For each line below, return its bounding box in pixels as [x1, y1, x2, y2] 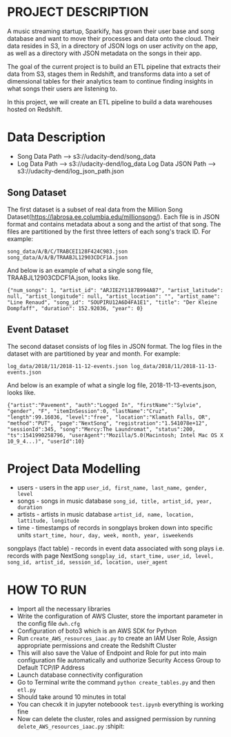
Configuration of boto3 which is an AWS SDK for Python [17, 626, 177, 635]
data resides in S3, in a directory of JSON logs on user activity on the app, [7, 41, 218, 50]
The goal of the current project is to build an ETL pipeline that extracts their [7, 62, 221, 70]
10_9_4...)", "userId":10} [7, 438, 85, 445]
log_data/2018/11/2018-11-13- [130, 363, 217, 370]
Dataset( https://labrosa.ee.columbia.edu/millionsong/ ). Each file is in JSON [7, 212, 220, 221]
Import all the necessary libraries [17, 605, 111, 613]
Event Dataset [7, 324, 69, 336]
